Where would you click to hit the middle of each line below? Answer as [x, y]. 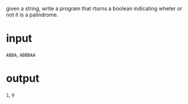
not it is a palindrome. [32, 15]
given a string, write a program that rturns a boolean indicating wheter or [94, 9]
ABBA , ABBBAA [21, 55]
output [23, 78]
